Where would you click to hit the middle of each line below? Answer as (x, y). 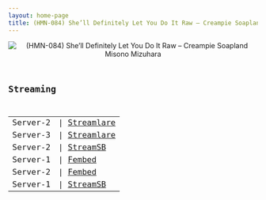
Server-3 (32, 135)
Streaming (32, 89)
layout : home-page (38, 15)
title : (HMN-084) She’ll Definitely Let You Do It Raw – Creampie (120, 23)
